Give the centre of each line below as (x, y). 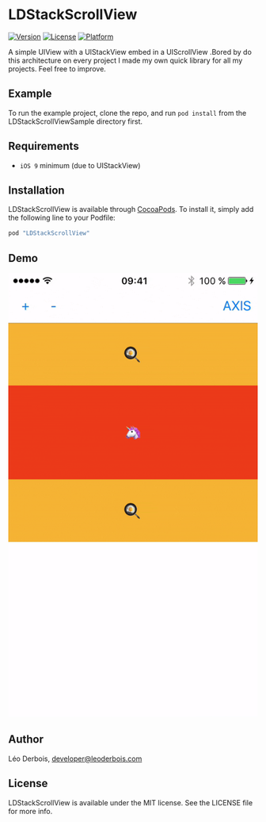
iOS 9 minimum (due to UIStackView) (80, 165)
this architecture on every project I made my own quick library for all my (125, 60)
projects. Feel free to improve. (57, 68)
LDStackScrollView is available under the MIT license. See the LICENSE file (131, 802)
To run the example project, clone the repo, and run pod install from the (127, 113)
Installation (36, 190)
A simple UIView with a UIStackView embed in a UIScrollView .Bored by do (130, 52)
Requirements (44, 146)
